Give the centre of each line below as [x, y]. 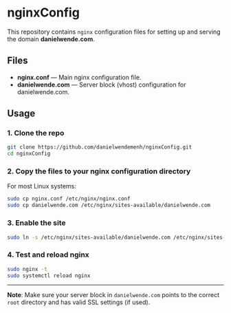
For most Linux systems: [42, 186]
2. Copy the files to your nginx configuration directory [99, 171]
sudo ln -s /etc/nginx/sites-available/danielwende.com [89, 237]
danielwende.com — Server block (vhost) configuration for [102, 85]
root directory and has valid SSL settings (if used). [79, 302]
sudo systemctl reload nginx [49, 276]
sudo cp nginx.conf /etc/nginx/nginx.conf [69, 199]
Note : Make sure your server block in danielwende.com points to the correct [113, 295]
